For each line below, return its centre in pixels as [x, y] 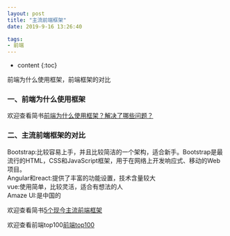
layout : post [26, 14]
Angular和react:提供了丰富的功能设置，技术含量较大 [82, 178]
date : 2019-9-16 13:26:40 [44, 26]
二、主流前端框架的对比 [46, 135]
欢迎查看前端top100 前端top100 [51, 225]
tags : [15, 39]
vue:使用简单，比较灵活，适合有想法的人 [65, 186]
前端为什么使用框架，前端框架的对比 [59, 80]
